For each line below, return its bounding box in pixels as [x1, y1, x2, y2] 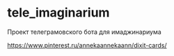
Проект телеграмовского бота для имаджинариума [7, 28, 161, 36]
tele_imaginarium [7, 5, 110, 21]
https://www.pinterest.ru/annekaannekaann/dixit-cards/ [7, 41, 167, 49]
